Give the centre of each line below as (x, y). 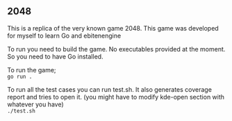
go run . (20, 76)
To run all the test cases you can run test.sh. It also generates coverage (109, 89)
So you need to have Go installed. (55, 56)
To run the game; (32, 70)
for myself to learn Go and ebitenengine (64, 35)
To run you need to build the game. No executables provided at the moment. (116, 49)
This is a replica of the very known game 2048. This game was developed (113, 28)
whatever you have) (35, 104)
